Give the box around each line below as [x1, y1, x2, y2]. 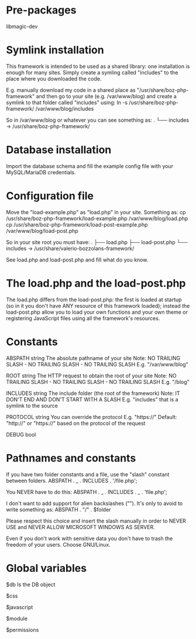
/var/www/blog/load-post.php [6, 227, 79, 234]
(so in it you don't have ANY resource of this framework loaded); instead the [6, 302, 190, 309]
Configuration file [6, 190, 94, 202]
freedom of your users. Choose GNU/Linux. [6, 541, 111, 548]
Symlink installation [6, 43, 104, 57]
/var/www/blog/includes [35, 105, 94, 112]
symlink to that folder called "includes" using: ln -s [6, 99, 128, 106]
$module [6, 615, 28, 622]
